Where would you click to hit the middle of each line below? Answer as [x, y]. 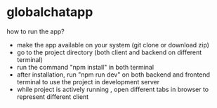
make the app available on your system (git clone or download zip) [113, 45]
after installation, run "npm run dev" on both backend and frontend [113, 75]
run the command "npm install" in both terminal [85, 67]
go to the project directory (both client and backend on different [109, 52]
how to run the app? [35, 31]
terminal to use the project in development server [88, 82]
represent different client [53, 97]
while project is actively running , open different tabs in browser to [112, 89]
